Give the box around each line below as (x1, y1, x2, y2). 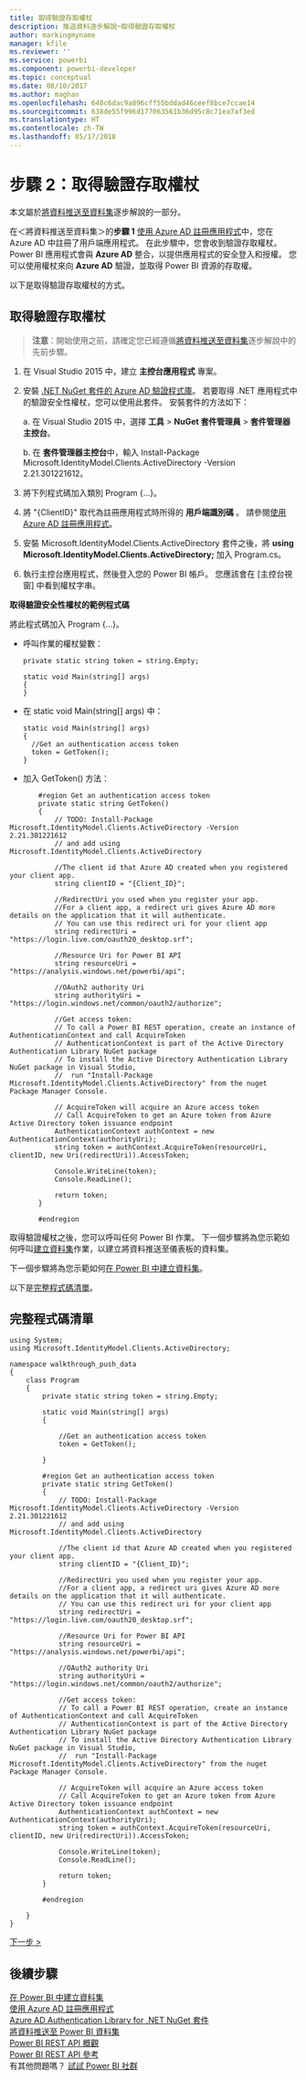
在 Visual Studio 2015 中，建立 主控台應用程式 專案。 (22, 365, 222, 376)
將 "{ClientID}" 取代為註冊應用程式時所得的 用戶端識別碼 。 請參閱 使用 (22, 506, 287, 517)
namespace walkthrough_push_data (9, 1360, 137, 1369)
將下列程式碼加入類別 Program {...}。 (22, 487, 163, 498)
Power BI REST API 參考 (9, 2049, 100, 2060)
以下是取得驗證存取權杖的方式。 (9, 280, 130, 290)
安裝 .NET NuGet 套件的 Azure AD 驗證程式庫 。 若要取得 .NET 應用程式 (22, 385, 290, 396)
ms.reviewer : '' (9, 48, 71, 57)
